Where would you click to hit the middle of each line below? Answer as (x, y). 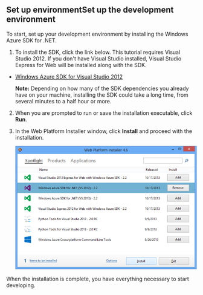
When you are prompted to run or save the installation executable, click (104, 113)
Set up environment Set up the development (90, 10)
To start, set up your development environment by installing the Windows (97, 34)
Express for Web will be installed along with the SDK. (81, 65)
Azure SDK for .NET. (32, 40)
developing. (21, 285)
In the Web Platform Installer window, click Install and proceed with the (103, 131)
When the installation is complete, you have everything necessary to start (98, 279)
